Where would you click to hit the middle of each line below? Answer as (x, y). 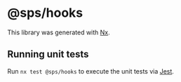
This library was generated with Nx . (59, 32)
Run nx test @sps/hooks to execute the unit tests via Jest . (90, 71)
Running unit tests (48, 54)
